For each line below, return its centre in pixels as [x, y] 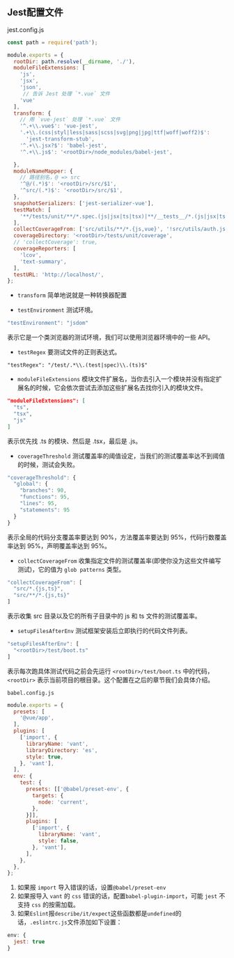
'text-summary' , [44, 262]
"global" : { [31, 484]
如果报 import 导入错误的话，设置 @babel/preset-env [92, 887]
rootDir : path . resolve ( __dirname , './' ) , [75, 61]
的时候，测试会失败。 [48, 464]
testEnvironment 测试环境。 [57, 310]
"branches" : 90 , [44, 490]
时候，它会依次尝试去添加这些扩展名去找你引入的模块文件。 [121, 388]
